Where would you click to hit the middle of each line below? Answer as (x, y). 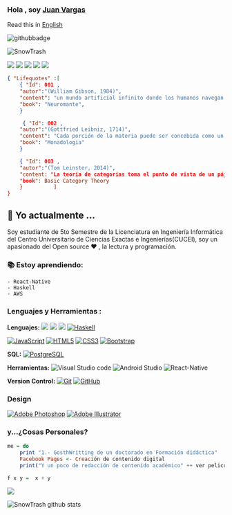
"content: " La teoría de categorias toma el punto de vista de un (117, 174)
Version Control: (31, 381)
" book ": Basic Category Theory (65, 181)
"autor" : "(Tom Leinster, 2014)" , (68, 168)
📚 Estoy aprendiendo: (45, 264)
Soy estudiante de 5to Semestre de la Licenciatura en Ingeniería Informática (115, 232)
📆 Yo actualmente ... (51, 215)
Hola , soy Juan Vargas (46, 10)
